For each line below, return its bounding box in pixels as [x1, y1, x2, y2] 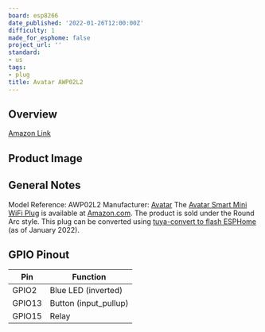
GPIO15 [12, 311, 42, 322]
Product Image [8, 152, 83, 165]
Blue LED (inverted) [49, 285, 123, 296]
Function [72, 272, 107, 283]
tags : [8, 64, 26, 71]
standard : [8, 48, 41, 56]
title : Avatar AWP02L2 [8, 78, 84, 86]
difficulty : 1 [8, 26, 56, 34]
